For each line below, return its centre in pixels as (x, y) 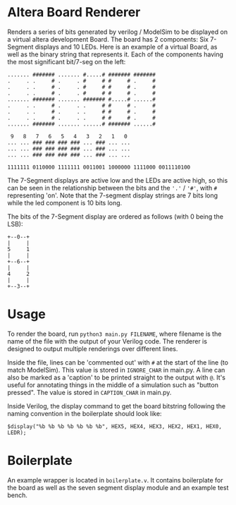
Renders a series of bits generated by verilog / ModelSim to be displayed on (117, 32)
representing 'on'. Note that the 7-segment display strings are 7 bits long (113, 195)
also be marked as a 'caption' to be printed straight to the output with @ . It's (116, 377)
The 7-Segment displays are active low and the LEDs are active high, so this (118, 180)
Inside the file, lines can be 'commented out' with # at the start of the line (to (118, 362)
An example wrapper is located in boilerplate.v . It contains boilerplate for (115, 480)
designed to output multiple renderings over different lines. (93, 348)
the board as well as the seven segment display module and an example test (118, 487)
